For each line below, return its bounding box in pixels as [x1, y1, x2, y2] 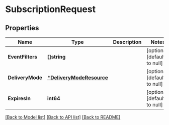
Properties [5, 24, 39, 32]
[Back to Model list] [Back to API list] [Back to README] [5, 114, 121, 120]
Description [113, 39, 142, 45]
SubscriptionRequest [5, 4, 96, 15]
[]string [47, 53, 66, 60]
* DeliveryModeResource [47, 74, 108, 81]
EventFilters [8, 53, 38, 60]
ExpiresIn [8, 95, 31, 102]
